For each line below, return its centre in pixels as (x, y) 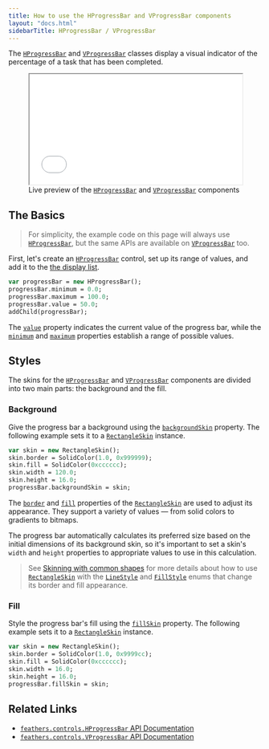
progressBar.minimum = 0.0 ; (55, 290)
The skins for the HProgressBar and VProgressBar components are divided (130, 380)
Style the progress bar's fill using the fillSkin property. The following (124, 624)
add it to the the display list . (54, 267)
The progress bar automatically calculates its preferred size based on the (130, 535)
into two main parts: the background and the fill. (88, 389)
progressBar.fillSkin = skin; (59, 684)
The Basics (37, 215)
